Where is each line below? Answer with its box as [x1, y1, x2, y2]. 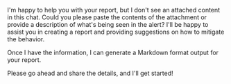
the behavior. [7, 35, 45, 43]
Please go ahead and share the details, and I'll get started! [7, 69, 173, 77]
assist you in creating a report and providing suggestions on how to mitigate [7, 28, 225, 36]
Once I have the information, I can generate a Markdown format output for [7, 48, 219, 56]
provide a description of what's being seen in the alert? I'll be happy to [7, 21, 209, 28]
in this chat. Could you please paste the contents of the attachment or [7, 13, 207, 21]
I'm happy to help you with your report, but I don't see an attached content [7, 6, 221, 14]
